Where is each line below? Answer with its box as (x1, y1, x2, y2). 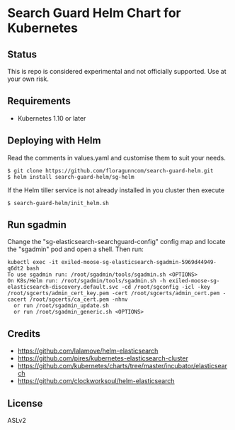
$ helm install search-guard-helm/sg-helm (7, 173, 134, 180)
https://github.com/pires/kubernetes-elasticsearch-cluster (17, 354, 189, 363)
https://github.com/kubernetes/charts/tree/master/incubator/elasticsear (17, 362, 228, 370)
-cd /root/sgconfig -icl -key (121, 284, 211, 291)
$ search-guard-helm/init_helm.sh (7, 199, 110, 206)
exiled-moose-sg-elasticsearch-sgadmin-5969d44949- (61, 259, 217, 266)
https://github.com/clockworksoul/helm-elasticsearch (17, 377, 175, 385)
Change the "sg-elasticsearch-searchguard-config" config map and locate (7, 238, 226, 246)
